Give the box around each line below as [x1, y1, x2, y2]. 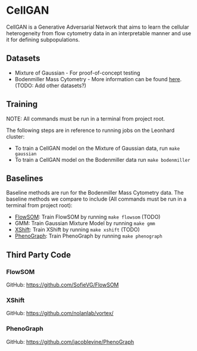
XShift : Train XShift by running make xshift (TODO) [14, 226, 140, 233]
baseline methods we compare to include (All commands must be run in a [6, 195, 187, 203]
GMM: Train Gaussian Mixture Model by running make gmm [14, 220, 156, 227]
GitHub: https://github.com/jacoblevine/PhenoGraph [6, 338, 135, 345]
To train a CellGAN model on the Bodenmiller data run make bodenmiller [14, 156, 190, 163]
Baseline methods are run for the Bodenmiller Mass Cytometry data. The [6, 189, 184, 196]
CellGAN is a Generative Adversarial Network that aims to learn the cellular [6, 23, 189, 30]
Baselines [6, 173, 43, 183]
